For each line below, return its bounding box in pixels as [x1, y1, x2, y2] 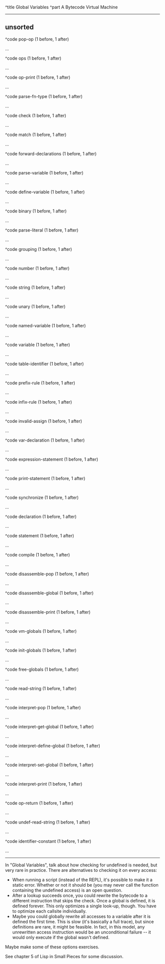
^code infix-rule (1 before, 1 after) [5, 399, 72, 405]
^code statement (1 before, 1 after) [5, 532, 75, 539]
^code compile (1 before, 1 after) [5, 551, 70, 557]
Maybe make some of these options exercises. [5, 944, 100, 950]
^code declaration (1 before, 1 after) [5, 514, 77, 519]
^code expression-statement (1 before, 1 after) [5, 456, 98, 462]
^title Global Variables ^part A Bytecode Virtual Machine [5, 4, 118, 10]
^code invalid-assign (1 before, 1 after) [5, 418, 82, 424]
